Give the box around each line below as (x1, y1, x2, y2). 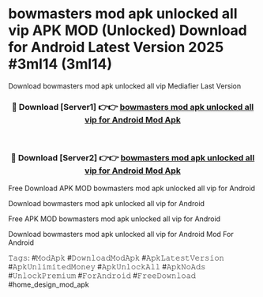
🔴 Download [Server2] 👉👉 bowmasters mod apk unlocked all (10, 152, 255, 164)
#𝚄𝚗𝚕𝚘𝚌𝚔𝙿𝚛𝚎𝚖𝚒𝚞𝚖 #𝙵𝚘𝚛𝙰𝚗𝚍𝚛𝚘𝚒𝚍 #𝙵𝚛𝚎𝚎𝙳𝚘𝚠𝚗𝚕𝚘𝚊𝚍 (8, 270, 196, 280)
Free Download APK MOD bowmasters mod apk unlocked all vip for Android (8, 183, 255, 193)
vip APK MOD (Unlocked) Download (8, 21, 247, 39)
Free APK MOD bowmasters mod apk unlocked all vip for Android (8, 214, 221, 224)
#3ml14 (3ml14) (8, 55, 113, 73)
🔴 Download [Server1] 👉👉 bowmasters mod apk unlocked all (11, 101, 254, 112)
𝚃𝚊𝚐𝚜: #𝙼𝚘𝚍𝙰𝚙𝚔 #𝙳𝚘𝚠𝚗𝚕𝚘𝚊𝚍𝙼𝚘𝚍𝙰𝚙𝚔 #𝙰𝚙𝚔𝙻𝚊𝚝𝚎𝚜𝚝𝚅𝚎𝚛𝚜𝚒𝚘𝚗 (8, 253, 225, 262)
